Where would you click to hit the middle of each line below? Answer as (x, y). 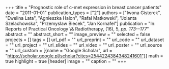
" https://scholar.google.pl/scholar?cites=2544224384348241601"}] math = (84, 56)
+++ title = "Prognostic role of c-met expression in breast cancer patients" (83, 7)
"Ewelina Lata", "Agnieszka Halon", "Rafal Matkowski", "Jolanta (71, 18)
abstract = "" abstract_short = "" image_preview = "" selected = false (78, 34)
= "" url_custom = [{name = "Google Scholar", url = (59, 50)
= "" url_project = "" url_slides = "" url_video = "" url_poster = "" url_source (84, 45)
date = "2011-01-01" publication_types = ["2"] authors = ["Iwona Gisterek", (83, 13)
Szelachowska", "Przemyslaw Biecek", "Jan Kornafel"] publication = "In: (80, 23)
